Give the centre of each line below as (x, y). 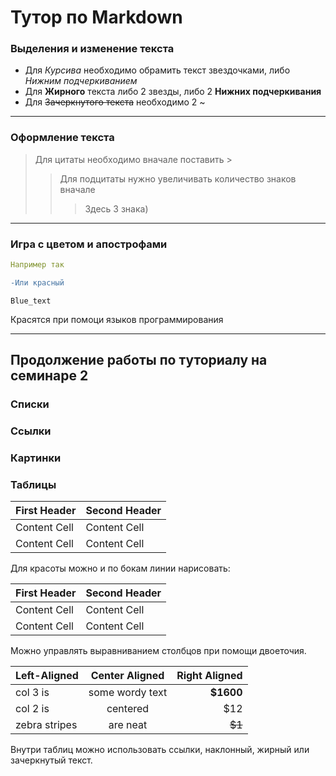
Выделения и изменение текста (92, 49)
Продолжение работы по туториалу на (139, 360)
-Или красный (37, 282)
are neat (128, 725)
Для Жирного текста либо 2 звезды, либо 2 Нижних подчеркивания (173, 92)
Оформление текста (62, 138)
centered (128, 709)
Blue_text (31, 301)
